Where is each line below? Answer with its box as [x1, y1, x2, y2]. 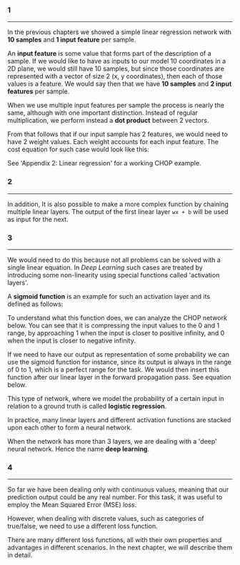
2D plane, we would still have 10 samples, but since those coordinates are [7, 64, 225, 73]
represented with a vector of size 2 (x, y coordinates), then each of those [7, 72, 223, 81]
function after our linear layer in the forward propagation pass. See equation [7, 372, 231, 381]
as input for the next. [7, 215, 69, 223]
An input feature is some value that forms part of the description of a [7, 49, 212, 58]
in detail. [7, 551, 33, 559]
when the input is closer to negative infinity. [7, 336, 136, 345]
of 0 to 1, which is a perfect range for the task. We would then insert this [7, 365, 220, 374]
